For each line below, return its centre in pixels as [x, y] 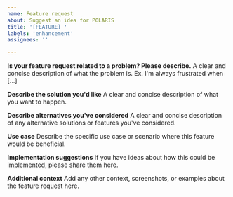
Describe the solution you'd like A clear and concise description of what [113, 95]
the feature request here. [43, 186]
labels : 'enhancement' [40, 33]
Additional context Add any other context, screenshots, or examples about [116, 179]
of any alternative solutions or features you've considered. [92, 123]
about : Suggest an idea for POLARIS [61, 20]
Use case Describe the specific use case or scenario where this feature [111, 137]
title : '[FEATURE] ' [38, 27]
